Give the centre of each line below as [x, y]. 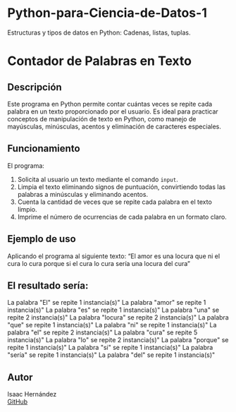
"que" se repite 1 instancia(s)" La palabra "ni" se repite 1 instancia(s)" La [112, 325]
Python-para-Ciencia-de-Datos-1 [107, 13]
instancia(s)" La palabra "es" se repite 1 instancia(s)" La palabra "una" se [113, 310]
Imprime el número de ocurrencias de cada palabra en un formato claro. [122, 217]
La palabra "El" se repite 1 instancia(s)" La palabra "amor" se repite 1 [107, 303]
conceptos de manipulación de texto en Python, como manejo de [102, 119]
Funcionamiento [44, 149]
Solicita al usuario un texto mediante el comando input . [98, 179]
